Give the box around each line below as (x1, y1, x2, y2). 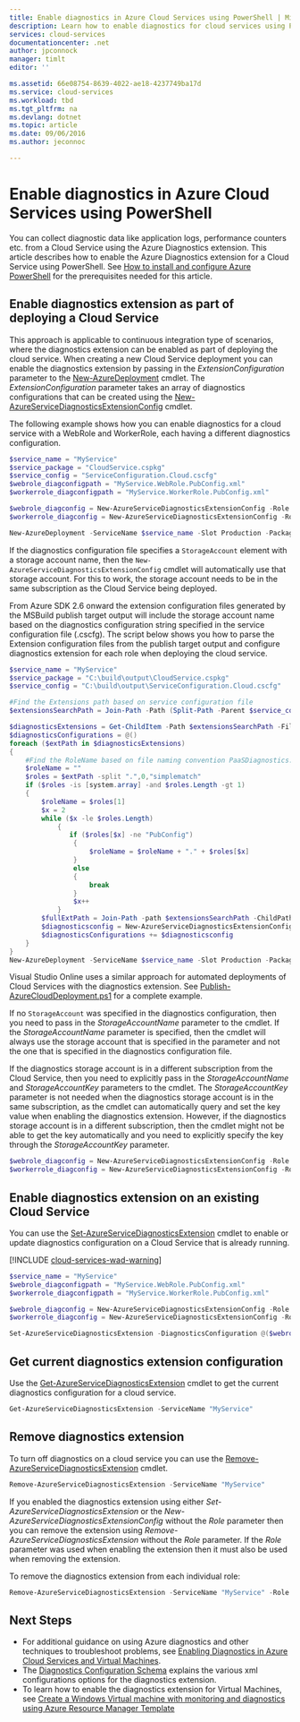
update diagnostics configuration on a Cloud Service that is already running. (9, 1237, 290, 1247)
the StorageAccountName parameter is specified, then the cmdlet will (9, 1027, 266, 1038)
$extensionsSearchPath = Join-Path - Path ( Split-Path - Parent (9, 707, 246, 715)
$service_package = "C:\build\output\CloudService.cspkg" (9, 673, 229, 682)
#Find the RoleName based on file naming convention (25, 756, 226, 765)
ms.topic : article (9, 121, 78, 130)
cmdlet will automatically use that (162, 563, 287, 574)
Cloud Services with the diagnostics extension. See (9, 981, 198, 992)
